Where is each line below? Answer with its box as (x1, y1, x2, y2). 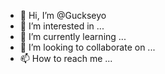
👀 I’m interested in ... (19, 20, 105, 32)
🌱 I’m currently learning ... (19, 31, 127, 42)
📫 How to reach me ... (19, 53, 113, 64)
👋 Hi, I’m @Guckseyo (19, 10, 107, 21)
